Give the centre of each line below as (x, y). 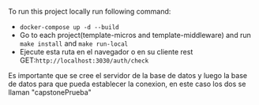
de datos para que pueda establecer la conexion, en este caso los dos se (127, 84)
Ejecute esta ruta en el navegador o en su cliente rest (106, 52)
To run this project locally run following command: (90, 11)
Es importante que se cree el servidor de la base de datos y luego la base (128, 75)
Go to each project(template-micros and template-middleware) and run (135, 35)
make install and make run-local (74, 43)
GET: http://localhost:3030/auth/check (84, 60)
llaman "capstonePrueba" (50, 92)
